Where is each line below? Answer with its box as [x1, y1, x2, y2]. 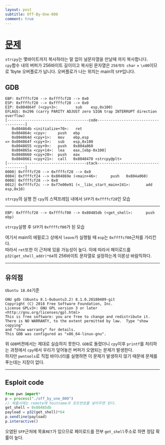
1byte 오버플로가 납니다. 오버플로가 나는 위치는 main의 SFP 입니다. [10, 68, 136, 74]
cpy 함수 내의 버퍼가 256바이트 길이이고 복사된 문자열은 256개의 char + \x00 [5, 63, 150, 68]
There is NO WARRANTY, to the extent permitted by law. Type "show [5, 318, 148, 323]
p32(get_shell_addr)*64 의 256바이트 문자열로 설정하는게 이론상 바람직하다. [5, 253, 152, 259]
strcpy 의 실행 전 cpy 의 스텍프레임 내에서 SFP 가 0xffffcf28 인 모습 [5, 196, 131, 202]
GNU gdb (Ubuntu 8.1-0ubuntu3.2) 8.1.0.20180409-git [5, 297, 115, 302]
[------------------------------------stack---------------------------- [5, 161, 160, 166]
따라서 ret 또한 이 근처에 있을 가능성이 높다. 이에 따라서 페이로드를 [5, 247, 131, 253]
